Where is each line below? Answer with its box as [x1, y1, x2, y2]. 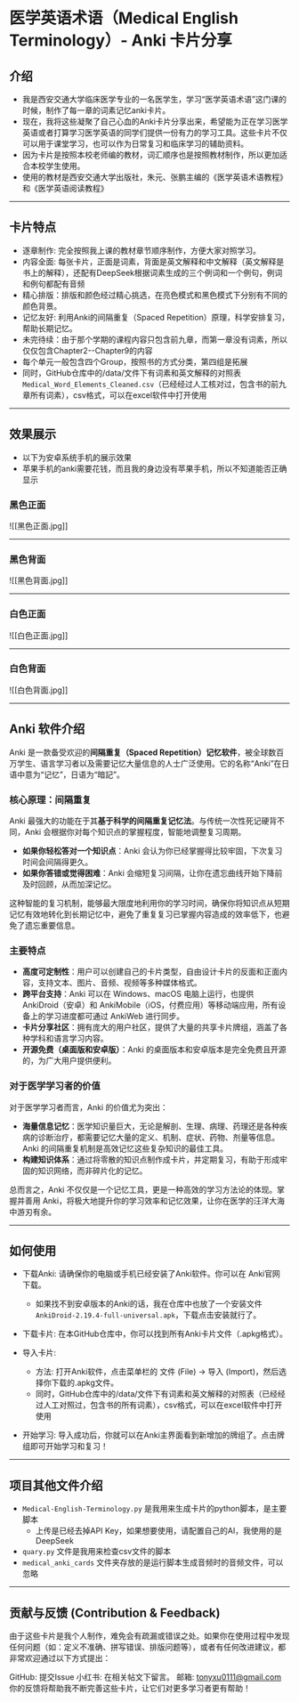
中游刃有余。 [9, 1206, 56, 1217]
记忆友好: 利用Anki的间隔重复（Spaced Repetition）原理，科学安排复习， [21, 312, 290, 322]
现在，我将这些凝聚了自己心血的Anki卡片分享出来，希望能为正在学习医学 [21, 117, 288, 126]
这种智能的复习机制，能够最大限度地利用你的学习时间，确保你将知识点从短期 [9, 897, 290, 908]
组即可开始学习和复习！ [21, 1441, 109, 1452]
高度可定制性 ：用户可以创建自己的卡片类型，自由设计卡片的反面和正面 [21, 967, 280, 977]
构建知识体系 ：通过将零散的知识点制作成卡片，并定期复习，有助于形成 [21, 1154, 280, 1164]
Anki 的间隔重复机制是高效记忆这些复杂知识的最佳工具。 [21, 1143, 229, 1154]
